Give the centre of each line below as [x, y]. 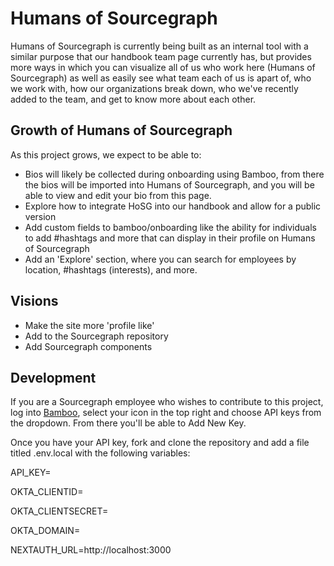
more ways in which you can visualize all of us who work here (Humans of [163, 67]
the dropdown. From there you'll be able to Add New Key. [128, 423]
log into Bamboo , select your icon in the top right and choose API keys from [166, 413]
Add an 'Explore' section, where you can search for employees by [160, 259]
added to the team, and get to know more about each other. [133, 99]
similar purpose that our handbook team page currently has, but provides [161, 56]
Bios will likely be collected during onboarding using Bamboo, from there [174, 174]
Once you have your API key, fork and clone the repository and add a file [160, 443]
